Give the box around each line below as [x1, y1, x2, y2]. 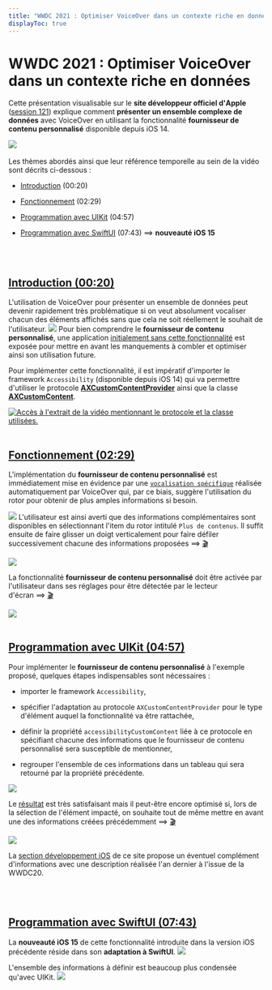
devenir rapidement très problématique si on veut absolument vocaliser [8, 306, 246, 316]
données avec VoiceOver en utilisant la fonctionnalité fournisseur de [8, 115, 240, 126]
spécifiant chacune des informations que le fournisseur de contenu [19, 735, 244, 744]
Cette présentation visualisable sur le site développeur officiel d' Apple [8, 98, 247, 108]
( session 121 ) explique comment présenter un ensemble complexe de [8, 107, 243, 117]
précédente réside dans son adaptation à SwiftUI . [8, 946, 176, 957]
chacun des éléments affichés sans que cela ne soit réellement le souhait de [8, 315, 263, 324]
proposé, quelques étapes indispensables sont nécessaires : [8, 671, 210, 680]
